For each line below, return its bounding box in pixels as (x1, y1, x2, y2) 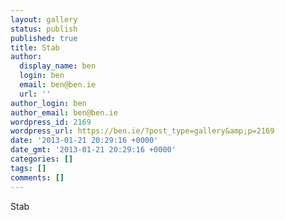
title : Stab (10, 42, 60, 53)
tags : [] (10, 163, 47, 173)
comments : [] (10, 172, 65, 183)
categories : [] (10, 154, 74, 164)
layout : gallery (10, 14, 78, 25)
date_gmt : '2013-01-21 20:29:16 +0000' (10, 145, 177, 155)
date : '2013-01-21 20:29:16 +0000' (10, 136, 159, 146)
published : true (10, 33, 78, 43)
